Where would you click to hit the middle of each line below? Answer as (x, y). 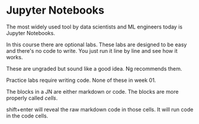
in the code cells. (27, 116)
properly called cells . (32, 98)
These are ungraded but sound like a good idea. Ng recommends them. (94, 68)
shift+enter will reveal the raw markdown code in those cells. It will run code (100, 109)
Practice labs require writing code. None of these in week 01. (81, 80)
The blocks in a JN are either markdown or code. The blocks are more (93, 91)
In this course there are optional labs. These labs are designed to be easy (97, 44)
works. (15, 57)
